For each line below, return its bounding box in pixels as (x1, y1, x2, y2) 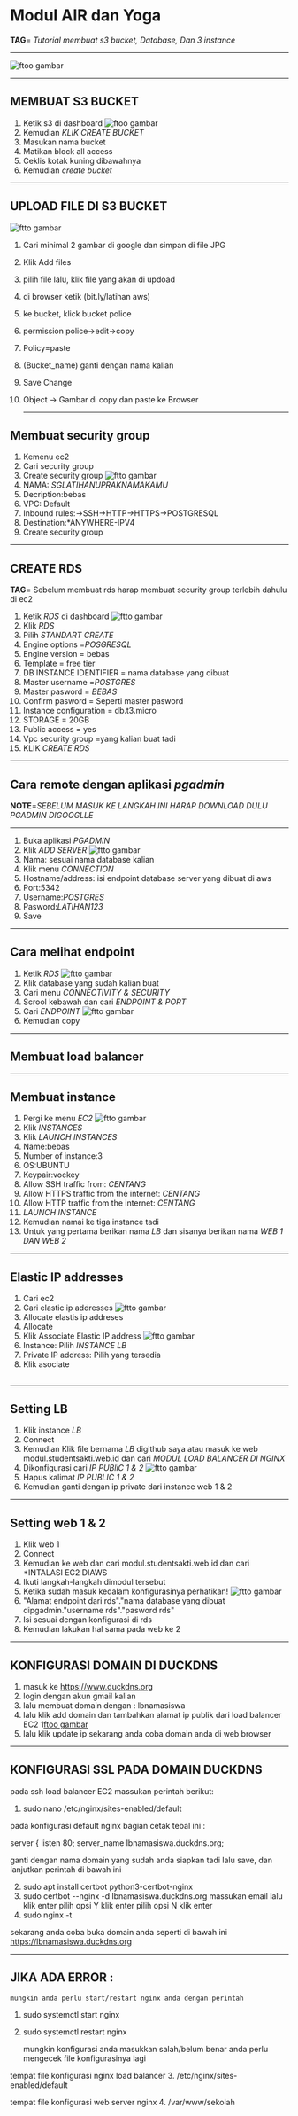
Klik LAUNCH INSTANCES (22, 1132, 118, 1143)
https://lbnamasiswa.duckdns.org (10, 1936, 132, 1947)
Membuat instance (10, 1089, 116, 1105)
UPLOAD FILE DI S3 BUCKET (10, 199, 168, 214)
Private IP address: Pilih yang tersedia (22, 1349, 162, 1361)
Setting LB (10, 1402, 69, 1417)
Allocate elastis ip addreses (22, 1312, 124, 1323)
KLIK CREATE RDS (22, 743, 90, 753)
